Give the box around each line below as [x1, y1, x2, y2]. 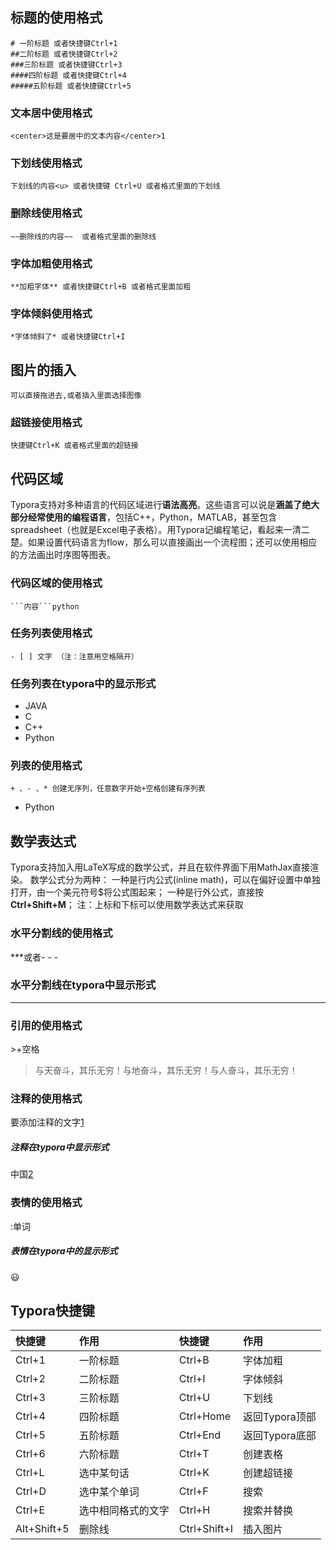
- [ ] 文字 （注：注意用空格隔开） [10, 651, 139, 662]
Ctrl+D [15, 1484, 47, 1498]
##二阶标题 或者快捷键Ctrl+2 [10, 49, 118, 59]
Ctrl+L [15, 1466, 45, 1480]
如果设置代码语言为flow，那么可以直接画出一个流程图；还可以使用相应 [27, 536, 318, 548]
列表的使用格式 [10, 759, 83, 773]
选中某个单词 [78, 1485, 140, 1499]
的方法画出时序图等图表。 [10, 549, 116, 561]
